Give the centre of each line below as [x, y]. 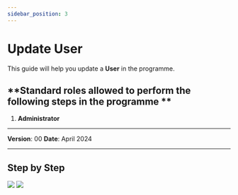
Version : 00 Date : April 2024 [50, 139]
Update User [45, 48]
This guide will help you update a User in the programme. [91, 69]
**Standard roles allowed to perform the [99, 90]
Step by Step [36, 168]
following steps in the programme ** [90, 101]
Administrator [39, 119]
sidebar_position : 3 [38, 14]
